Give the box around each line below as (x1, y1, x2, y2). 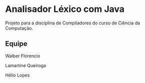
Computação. (5, 25, 33, 31)
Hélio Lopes (5, 72, 30, 78)
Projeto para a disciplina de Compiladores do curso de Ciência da (5, 20, 140, 26)
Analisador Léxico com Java (5, 3, 125, 15)
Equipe (5, 40, 27, 48)
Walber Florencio (5, 53, 40, 59)
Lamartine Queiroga (5, 62, 46, 68)
